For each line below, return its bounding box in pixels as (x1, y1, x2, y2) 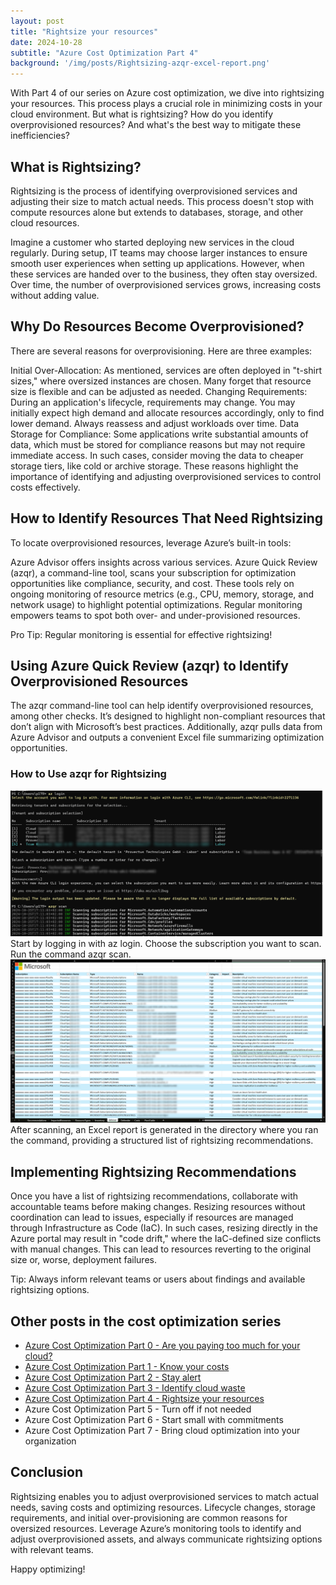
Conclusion (10, 1464, 84, 1481)
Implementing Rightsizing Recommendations (10, 1163, 297, 1180)
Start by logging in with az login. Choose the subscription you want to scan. (10, 938, 322, 950)
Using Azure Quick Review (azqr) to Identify (10, 657, 289, 674)
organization (24, 1435, 77, 1447)
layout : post (10, 16, 65, 26)
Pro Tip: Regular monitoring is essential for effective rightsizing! (10, 628, 273, 640)
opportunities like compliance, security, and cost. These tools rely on (10, 577, 295, 589)
